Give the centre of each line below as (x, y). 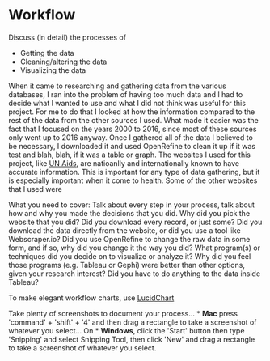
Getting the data (47, 53)
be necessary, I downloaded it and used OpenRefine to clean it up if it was (132, 146)
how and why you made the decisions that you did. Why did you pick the (129, 213)
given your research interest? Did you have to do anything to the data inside (135, 274)
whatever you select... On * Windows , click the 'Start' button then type (127, 330)
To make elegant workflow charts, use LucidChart (91, 298)
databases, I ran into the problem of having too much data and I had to (126, 94)
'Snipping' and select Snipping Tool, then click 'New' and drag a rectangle (132, 339)
